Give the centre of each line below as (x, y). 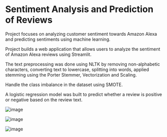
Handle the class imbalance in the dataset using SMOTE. (64, 85)
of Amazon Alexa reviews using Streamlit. (48, 54)
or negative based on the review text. (44, 100)
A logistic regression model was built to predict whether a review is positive (84, 94)
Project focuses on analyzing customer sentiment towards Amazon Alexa (81, 34)
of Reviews (29, 20)
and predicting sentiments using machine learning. (58, 39)
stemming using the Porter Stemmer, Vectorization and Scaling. (71, 75)
